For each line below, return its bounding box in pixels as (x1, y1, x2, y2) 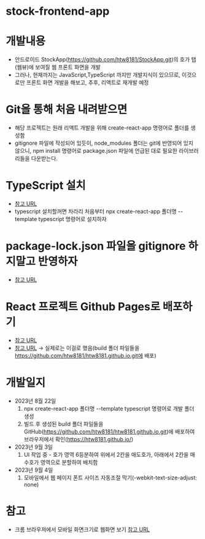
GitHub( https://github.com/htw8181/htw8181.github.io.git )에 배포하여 (23, 428, 195, 435)
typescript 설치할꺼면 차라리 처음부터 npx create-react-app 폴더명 (14, 207, 177, 215)
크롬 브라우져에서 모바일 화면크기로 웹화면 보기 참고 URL (14, 525, 150, 533)
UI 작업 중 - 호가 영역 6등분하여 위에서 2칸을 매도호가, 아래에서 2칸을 (23, 451, 189, 458)
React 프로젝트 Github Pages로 (6, 300, 161, 314)
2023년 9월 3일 (14, 443, 53, 451)
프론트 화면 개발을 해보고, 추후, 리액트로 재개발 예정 (26, 79, 149, 87)
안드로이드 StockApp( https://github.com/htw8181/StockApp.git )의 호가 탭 (14, 56, 197, 63)
